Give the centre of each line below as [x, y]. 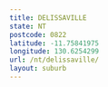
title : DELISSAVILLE [49, 18]
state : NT [28, 26]
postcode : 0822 [38, 34]
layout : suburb [38, 69]
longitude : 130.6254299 [54, 52]
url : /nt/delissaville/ [54, 60]
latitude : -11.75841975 [54, 43]
